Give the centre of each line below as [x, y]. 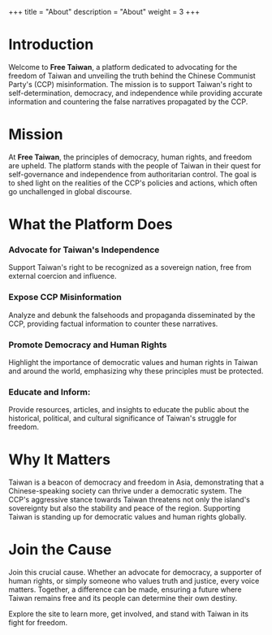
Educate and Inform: [50, 392]
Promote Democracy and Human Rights [88, 345]
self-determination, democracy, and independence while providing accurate [136, 93]
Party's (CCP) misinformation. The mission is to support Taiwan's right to [131, 84]
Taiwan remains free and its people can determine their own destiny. [123, 598]
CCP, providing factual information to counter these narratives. [113, 324]
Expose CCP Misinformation [65, 298]
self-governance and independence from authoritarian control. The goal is [133, 174]
